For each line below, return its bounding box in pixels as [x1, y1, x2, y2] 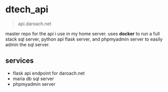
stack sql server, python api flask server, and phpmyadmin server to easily [5, 36, 163, 42]
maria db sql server [12, 76, 54, 82]
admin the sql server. [5, 41, 50, 47]
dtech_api [5, 4, 49, 15]
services [5, 57, 34, 65]
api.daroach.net [17, 21, 51, 27]
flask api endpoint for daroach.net [12, 70, 85, 76]
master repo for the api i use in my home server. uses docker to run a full [5, 30, 160, 36]
